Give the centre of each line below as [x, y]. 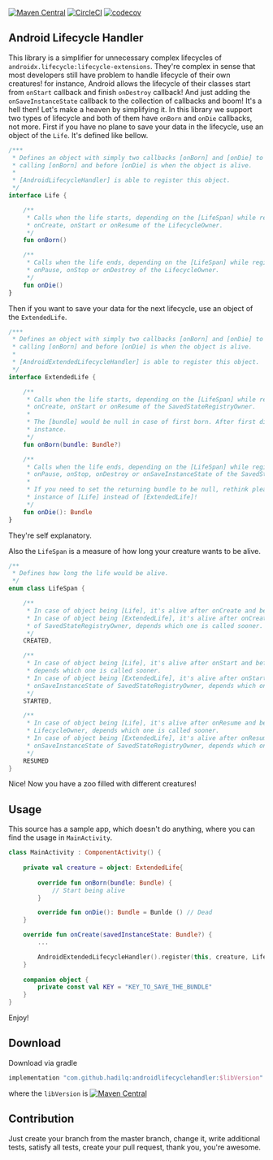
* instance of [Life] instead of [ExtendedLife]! [112, 497]
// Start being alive [89, 890]
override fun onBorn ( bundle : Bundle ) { [105, 883]
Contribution [41, 1119]
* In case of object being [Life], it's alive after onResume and [141, 723]
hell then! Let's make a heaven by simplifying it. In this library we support [130, 109]
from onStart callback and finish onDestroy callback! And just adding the [129, 92]
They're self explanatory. [50, 535]
